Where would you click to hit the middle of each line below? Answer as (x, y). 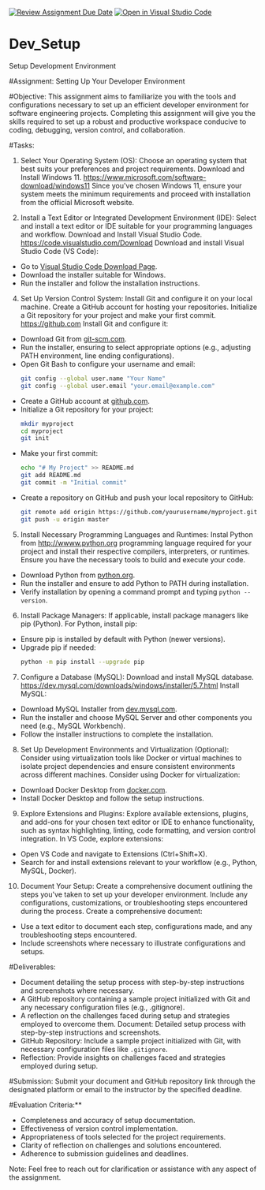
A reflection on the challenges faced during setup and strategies (125, 1015)
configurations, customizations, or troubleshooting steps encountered (134, 902)
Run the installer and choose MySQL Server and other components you (136, 717)
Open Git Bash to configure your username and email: (108, 364)
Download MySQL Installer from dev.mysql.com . (99, 709)
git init (35, 438)
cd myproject (42, 431)
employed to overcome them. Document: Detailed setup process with (133, 1024)
